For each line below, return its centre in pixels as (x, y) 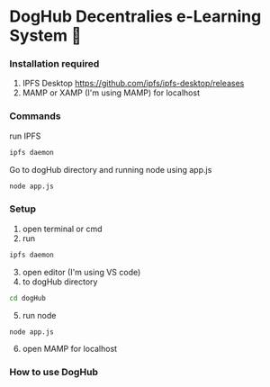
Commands (35, 116)
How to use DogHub (54, 373)
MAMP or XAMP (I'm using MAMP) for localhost (111, 93)
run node (39, 315)
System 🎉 (46, 36)
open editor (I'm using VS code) (81, 272)
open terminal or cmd (62, 229)
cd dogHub (28, 298)
